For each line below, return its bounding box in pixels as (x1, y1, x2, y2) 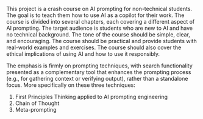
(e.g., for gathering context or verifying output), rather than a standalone (6, 75, 188, 82)
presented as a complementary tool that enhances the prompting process (6, 69, 191, 75)
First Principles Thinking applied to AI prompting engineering (15, 93, 168, 100)
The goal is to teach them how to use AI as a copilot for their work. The (6, 12, 185, 19)
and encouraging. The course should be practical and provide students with (6, 38, 197, 44)
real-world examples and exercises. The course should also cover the (6, 44, 182, 51)
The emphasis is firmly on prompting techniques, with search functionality (6, 62, 193, 69)
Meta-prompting (15, 106, 57, 113)
